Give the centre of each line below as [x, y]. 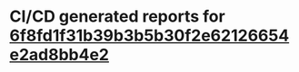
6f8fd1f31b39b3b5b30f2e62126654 [149, 36]
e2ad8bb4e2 [59, 55]
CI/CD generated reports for [117, 17]
